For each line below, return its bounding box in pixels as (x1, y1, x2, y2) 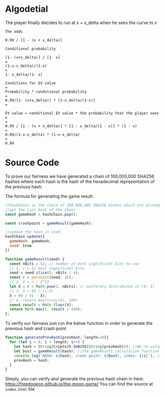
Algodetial (5, 3, 48, 15)
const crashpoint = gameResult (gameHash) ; (5, 221, 93, 226)
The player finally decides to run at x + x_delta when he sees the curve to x (5, 20, 157, 26)
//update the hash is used (5, 230, 60, 235)
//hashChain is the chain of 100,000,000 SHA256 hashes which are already (5, 203, 162, 208)
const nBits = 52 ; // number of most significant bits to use (9, 261, 139, 266)
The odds (5, 29, 23, 34)
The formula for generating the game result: (5, 193, 94, 199)
